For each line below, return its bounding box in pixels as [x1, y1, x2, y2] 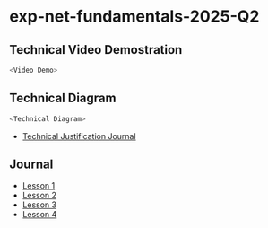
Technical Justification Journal [22, 130, 136, 141]
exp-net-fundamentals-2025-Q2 [9, 6, 260, 27]
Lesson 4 [22, 209, 57, 220]
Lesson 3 [22, 199, 56, 210]
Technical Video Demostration [9, 42, 183, 57]
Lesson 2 [22, 190, 56, 201]
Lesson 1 [22, 180, 56, 191]
